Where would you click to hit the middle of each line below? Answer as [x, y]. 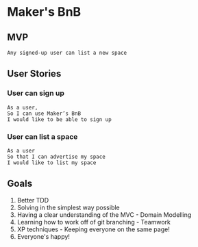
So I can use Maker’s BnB [44, 114]
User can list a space [42, 136]
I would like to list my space [52, 162]
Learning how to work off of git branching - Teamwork [94, 222]
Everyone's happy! [44, 236]
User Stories [34, 74]
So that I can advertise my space [57, 157]
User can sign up [36, 93]
